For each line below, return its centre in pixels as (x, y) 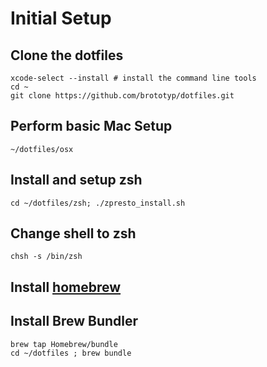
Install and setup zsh (76, 180)
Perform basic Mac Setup (91, 126)
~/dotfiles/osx (42, 149)
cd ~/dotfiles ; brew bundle (71, 353)
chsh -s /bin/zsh (46, 257)
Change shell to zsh (73, 233)
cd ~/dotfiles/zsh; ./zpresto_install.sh (98, 203)
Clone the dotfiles (67, 55)
